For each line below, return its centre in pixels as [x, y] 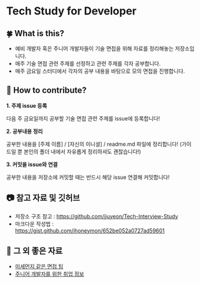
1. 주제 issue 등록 [27, 105]
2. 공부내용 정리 [25, 131]
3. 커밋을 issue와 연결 [32, 164]
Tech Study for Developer [71, 11]
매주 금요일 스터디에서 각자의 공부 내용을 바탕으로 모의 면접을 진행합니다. [100, 71]
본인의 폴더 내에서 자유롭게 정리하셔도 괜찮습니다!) [82, 151]
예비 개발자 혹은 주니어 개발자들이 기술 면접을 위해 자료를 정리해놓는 [94, 48]
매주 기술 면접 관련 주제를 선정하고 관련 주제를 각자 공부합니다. [88, 64]
